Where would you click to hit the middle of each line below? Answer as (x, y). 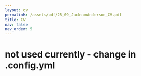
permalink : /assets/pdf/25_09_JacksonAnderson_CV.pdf (63, 15)
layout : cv (16, 10)
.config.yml (30, 65)
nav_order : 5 (19, 29)
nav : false (16, 24)
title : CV (15, 20)
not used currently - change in (70, 55)
